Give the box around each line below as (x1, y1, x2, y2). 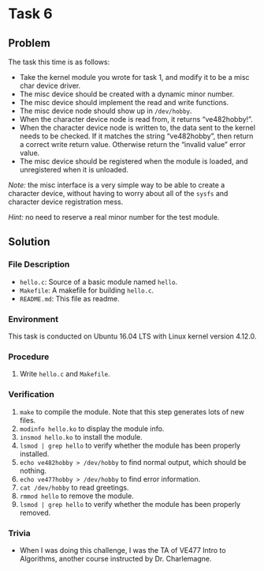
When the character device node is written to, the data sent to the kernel (19, 123, 256, 132)
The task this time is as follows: (8, 57, 110, 66)
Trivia (8, 528, 31, 539)
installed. (19, 448, 50, 459)
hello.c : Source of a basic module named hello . (19, 277, 178, 286)
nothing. (19, 466, 47, 475)
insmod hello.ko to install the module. (19, 432, 143, 441)
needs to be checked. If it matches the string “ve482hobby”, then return (19, 131, 254, 141)
